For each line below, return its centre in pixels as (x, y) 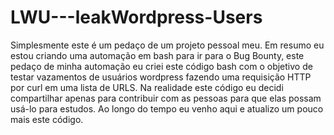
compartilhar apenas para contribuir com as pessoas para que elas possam (166, 98)
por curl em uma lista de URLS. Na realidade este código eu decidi (147, 87)
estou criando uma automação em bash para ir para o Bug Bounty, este (157, 55)
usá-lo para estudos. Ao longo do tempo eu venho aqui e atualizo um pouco (167, 108)
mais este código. (47, 119)
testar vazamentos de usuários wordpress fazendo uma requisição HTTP (161, 77)
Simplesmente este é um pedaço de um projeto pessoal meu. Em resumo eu (167, 45)
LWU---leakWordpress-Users (136, 17)
